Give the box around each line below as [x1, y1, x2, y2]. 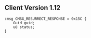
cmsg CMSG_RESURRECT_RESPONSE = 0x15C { [4, 16, 87, 21]
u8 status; [13, 25, 35, 29]
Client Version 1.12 [4, 4, 61, 12]
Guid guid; [13, 20, 35, 25]
